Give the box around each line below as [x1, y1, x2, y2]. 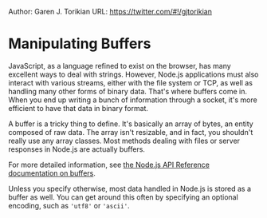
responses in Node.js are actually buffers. [8, 144, 146, 154]
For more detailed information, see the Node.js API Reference [8, 160, 210, 169]
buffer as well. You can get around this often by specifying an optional [8, 192, 239, 202]
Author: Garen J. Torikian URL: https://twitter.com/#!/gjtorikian [8, 7, 213, 16]
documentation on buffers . [8, 168, 96, 178]
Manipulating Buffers [8, 35, 151, 53]
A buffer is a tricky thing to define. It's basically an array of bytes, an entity [8, 119, 253, 129]
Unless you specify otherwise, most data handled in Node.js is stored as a [8, 184, 252, 193]
